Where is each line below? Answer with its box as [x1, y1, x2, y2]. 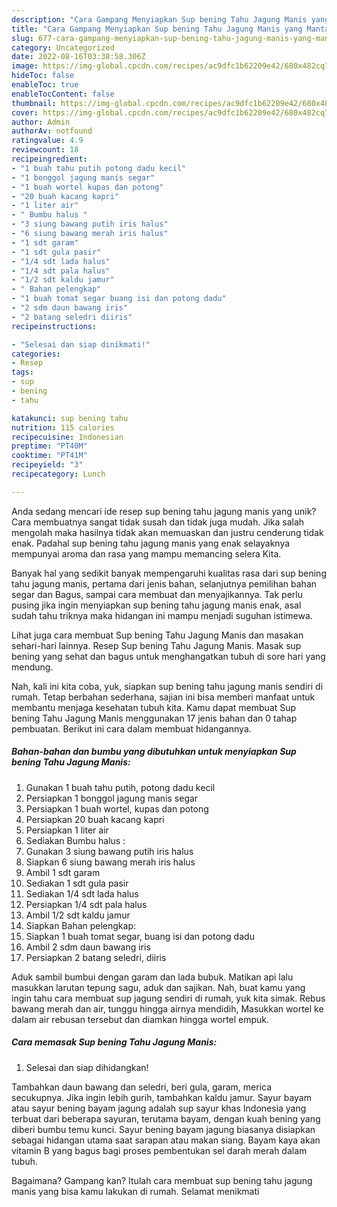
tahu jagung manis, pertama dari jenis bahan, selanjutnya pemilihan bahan [11, 577, 318, 590]
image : [11, 61, 39, 71]
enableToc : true [11, 80, 79, 90]
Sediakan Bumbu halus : [25, 834, 126, 846]
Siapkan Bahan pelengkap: [25, 919, 137, 931]
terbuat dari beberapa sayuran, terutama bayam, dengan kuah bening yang [11, 1112, 321, 1125]
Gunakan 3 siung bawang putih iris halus [25, 845, 194, 857]
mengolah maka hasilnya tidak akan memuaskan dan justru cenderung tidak [11, 526, 324, 538]
